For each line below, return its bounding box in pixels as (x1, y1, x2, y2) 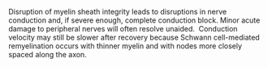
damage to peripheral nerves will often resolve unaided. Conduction (8, 24, 238, 33)
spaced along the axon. (8, 50, 87, 59)
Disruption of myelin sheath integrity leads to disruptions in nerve (8, 7, 227, 16)
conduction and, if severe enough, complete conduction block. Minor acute (8, 15, 261, 25)
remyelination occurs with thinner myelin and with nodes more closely (8, 41, 242, 51)
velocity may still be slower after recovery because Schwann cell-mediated (8, 32, 260, 42)
